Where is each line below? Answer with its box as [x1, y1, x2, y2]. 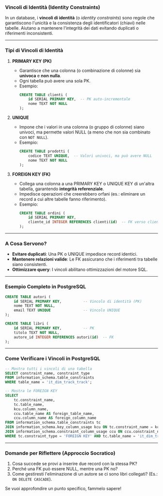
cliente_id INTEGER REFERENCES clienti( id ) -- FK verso [28, 220, 146, 225]
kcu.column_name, [14, 407, 49, 412]
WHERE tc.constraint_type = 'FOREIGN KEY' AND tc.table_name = [5, 433, 136, 438]
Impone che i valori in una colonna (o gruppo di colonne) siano [19, 124, 145, 130]
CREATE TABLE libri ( [5, 321, 49, 326]
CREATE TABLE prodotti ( [19, 149, 70, 154]
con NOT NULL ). [19, 134, 49, 140]
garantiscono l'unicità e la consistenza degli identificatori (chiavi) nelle [5, 20, 146, 26]
